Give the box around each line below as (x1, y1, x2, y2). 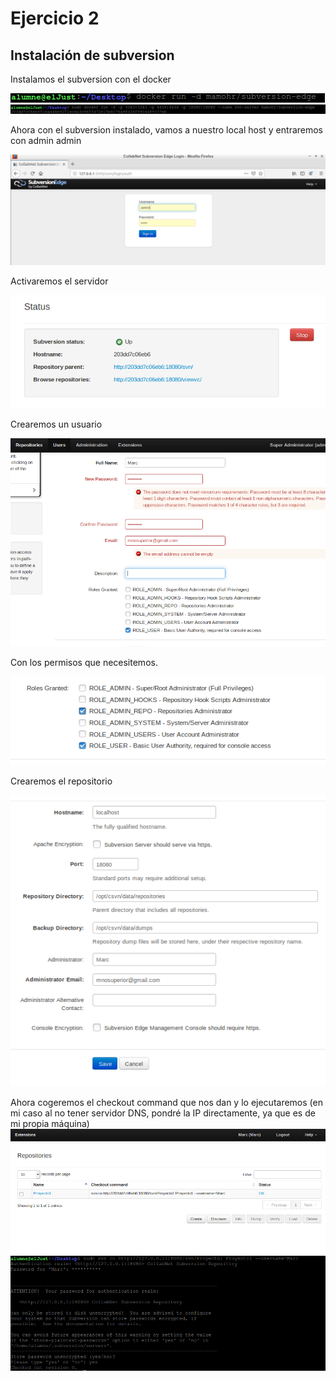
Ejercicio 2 (10, 7, 100, 30)
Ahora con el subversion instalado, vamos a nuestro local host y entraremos (10, 123, 324, 136)
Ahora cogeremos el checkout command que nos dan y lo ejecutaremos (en (10, 1096, 323, 1108)
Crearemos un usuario (10, 418, 103, 431)
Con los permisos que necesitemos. (10, 656, 158, 668)
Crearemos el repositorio (10, 775, 113, 787)
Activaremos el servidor (10, 275, 109, 287)
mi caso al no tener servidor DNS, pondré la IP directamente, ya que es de (10, 1107, 316, 1119)
